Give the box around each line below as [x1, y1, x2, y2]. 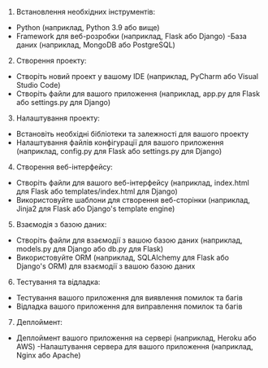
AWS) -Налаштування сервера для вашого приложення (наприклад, [15, 342, 253, 351]
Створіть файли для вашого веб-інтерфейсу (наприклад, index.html [15, 178, 249, 187]
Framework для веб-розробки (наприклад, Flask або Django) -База [15, 32, 248, 41]
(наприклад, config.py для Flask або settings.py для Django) [15, 147, 223, 156]
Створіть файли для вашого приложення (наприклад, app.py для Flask [15, 89, 261, 99]
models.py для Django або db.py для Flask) [15, 244, 164, 253]
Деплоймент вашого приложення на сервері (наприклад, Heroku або [15, 333, 257, 343]
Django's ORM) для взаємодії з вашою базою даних [15, 261, 196, 271]
